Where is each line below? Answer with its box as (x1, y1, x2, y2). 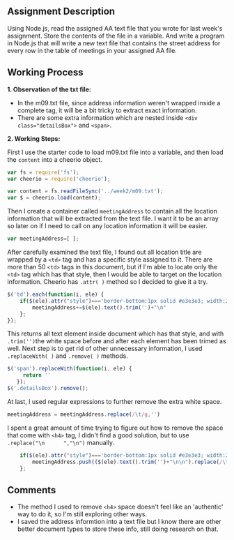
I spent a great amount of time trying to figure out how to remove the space (7, 423, 224, 432)
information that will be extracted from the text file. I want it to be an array (7, 214, 219, 223)
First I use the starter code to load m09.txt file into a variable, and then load (7, 148, 224, 156)
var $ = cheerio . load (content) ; (7, 195, 101, 202)
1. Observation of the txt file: (7, 85, 92, 93)
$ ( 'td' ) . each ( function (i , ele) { (7, 291, 104, 298)
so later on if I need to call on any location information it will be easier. (7, 222, 208, 230)
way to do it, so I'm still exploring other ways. (17, 510, 148, 518)
